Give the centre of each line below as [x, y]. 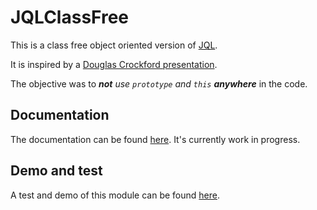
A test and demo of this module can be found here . [115, 195]
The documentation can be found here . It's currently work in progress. [155, 139]
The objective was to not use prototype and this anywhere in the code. [159, 83]
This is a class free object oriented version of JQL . [114, 45]
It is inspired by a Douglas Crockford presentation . [114, 64]
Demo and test [56, 171]
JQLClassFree [70, 17]
